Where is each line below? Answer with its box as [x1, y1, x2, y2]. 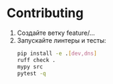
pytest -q [16, 70, 47, 77]
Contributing [6, 5, 84, 21]
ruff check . [16, 56, 56, 63]
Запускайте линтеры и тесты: [16, 36, 107, 44]
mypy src [16, 63, 43, 70]
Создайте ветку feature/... [16, 28, 95, 37]
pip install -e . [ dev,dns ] [16, 50, 97, 57]
